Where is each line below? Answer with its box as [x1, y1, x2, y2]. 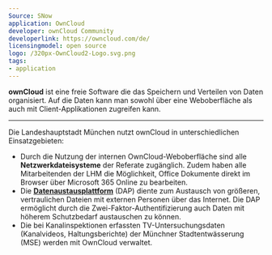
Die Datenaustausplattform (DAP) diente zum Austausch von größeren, [19, 185, 261, 195]
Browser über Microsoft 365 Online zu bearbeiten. [19, 177, 188, 187]
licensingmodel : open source [8, 42, 107, 50]
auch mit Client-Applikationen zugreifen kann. [8, 104, 161, 113]
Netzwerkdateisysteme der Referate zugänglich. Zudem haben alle [19, 159, 247, 170]
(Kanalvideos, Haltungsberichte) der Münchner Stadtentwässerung [19, 228, 244, 239]
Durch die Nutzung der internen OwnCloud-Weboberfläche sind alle [19, 151, 247, 161]
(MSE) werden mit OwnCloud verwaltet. [19, 237, 153, 247]
